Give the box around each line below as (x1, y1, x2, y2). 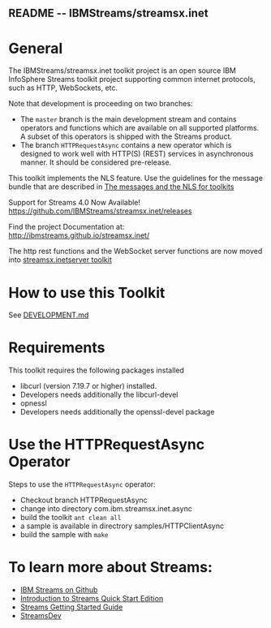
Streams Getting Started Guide (19, 602, 123, 612)
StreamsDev (19, 611, 62, 621)
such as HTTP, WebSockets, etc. (8, 83, 118, 92)
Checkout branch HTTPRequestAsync (19, 495, 148, 505)
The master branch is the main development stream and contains (19, 114, 237, 124)
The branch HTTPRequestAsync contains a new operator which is (19, 140, 232, 150)
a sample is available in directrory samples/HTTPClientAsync (19, 521, 225, 531)
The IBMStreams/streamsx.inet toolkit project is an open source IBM (8, 66, 237, 75)
